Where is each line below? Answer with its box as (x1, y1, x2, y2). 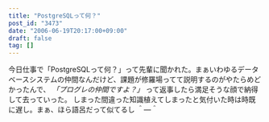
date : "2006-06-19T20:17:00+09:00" (8, 26, 128, 35)
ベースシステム (8, 75, 58, 84)
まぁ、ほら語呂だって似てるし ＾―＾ (35, 105, 159, 115)
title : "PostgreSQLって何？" (8, 11, 101, 20)
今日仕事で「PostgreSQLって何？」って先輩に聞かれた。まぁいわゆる (8, 65, 238, 75)
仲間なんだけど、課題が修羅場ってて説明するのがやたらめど (64, 75, 262, 84)
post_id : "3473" (8, 19, 63, 27)
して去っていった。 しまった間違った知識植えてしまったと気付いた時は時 (8, 95, 249, 104)
